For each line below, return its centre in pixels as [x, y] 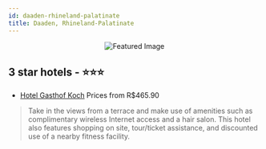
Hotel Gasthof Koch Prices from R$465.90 [90, 95]
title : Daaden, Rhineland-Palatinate [71, 23]
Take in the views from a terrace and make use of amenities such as [140, 111]
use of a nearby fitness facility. [79, 136]
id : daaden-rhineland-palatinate [64, 16]
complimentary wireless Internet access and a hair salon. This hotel [139, 119]
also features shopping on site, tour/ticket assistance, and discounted [143, 128]
